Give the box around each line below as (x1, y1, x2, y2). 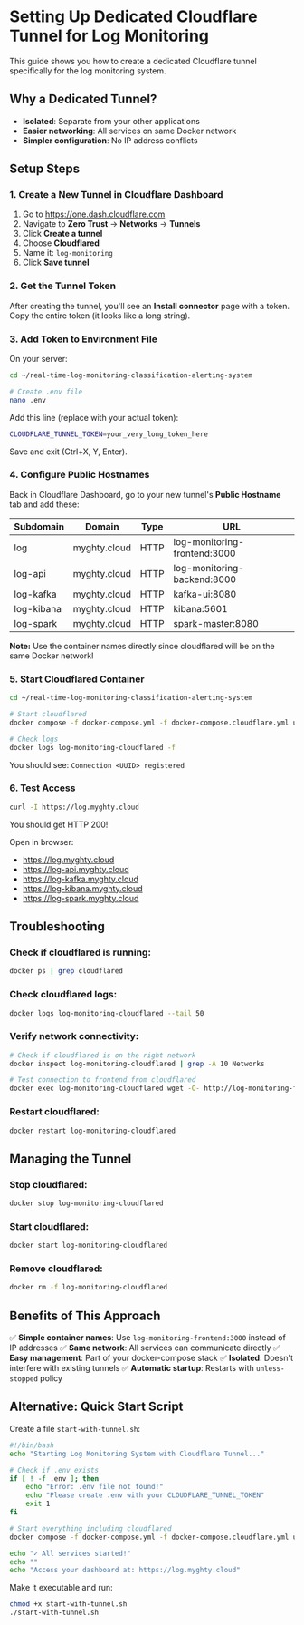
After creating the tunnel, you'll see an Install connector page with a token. (9, 300, 290, 311)
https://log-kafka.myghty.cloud (22, 873, 138, 884)
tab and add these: (9, 499, 80, 510)
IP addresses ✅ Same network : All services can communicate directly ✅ (9, 1342, 280, 1353)
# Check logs (9, 735, 59, 744)
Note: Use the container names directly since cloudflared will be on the (9, 640, 275, 651)
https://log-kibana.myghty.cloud (22, 882, 143, 894)
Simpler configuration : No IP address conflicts (22, 134, 198, 146)
